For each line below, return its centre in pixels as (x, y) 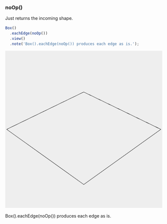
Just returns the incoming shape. (39, 18)
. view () (18, 39)
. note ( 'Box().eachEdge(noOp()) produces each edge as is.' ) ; (75, 44)
